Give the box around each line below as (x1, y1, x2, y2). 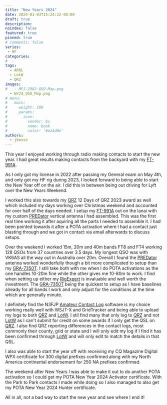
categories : (5, 53, 30, 59)
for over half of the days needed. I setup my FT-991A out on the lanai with (5, 208, 157, 214)
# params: (5, 109, 35, 115)
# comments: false (5, 40, 43, 45)
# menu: (5, 95, 21, 100)
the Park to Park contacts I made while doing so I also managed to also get (5, 379, 159, 385)
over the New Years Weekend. (5, 187, 67, 193)
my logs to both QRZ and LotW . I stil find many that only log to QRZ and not (5, 312, 159, 318)
